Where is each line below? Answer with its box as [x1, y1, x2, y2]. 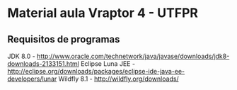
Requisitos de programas [7, 33, 120, 45]
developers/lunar [7, 74, 57, 83]
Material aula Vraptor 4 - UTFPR [7, 5, 198, 21]
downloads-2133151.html [7, 60, 79, 68]
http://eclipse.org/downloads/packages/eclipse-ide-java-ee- [7, 67, 185, 75]
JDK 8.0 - [7, 52, 35, 60]
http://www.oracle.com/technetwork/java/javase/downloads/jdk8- [36, 52, 230, 60]
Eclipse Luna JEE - [80, 60, 136, 68]
